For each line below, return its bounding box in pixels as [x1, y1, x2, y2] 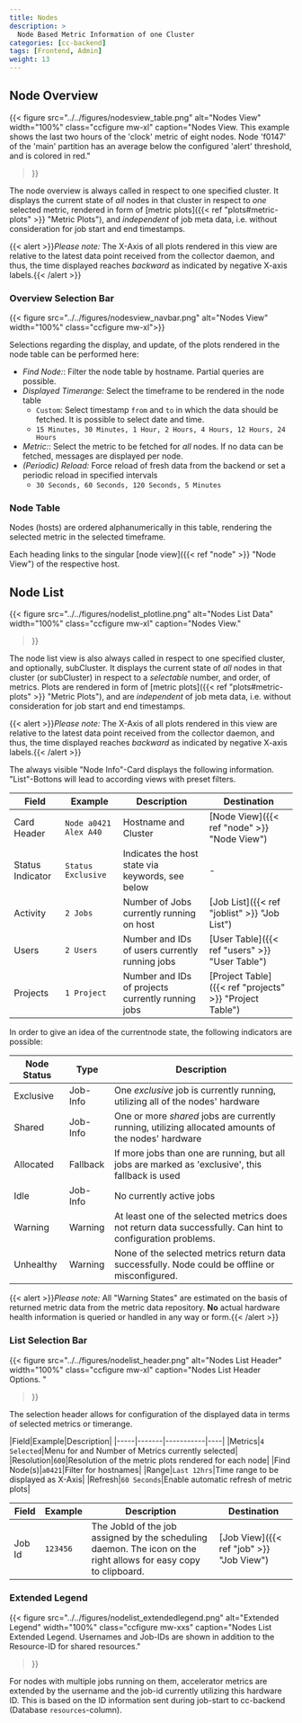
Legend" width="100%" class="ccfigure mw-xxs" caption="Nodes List [9, 1621, 272, 1632]
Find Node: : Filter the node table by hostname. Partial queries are [22, 366, 264, 378]
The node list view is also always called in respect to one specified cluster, [9, 653, 286, 664]
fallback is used [113, 1170, 181, 1183]
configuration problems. [113, 1233, 216, 1245]
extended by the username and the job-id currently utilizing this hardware [9, 1685, 282, 1696]
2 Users [64, 945, 98, 956]
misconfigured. [113, 1270, 178, 1282]
